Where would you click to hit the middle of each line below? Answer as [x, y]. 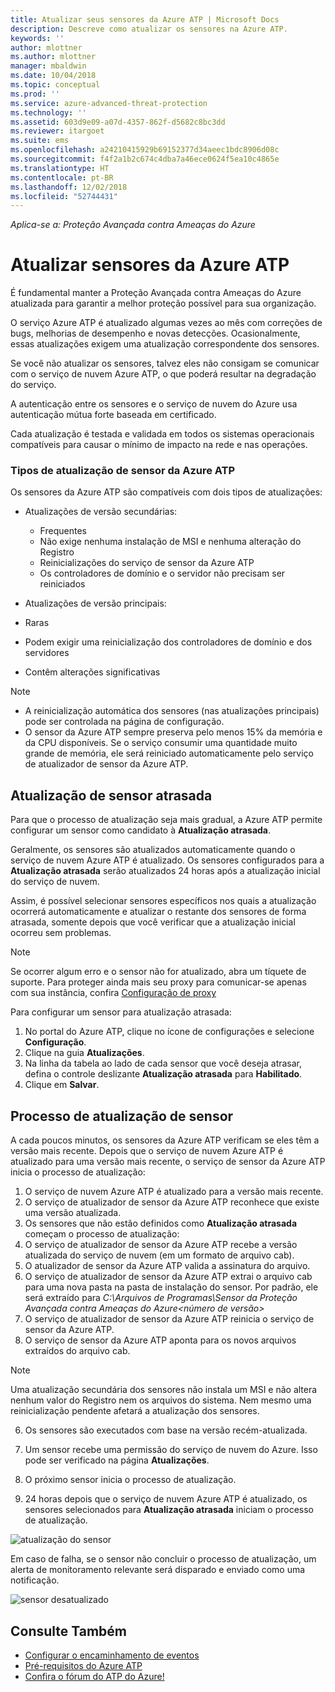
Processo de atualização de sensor [122, 1116]
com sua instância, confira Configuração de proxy [113, 993]
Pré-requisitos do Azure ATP [83, 1665]
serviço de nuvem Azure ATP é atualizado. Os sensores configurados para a [167, 860]
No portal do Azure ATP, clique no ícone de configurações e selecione [169, 1032]
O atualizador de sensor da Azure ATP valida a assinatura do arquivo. [167, 1266]
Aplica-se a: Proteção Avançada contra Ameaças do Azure [133, 225]
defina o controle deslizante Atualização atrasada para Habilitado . [163, 1074]
